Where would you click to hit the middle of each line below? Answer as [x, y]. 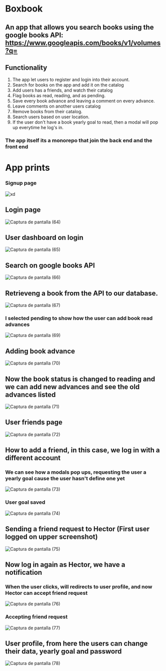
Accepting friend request [36, 617]
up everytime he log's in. [38, 128]
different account [33, 458]
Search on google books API [50, 265]
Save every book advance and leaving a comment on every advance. [83, 101]
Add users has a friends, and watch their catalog [62, 90]
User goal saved [25, 502]
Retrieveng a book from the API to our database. [82, 293]
